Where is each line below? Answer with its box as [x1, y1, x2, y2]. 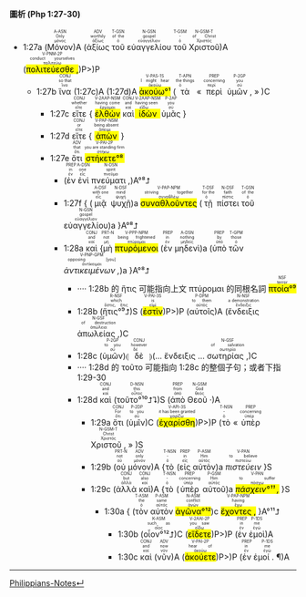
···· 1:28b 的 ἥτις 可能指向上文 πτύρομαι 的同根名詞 [76, 283, 267, 294]
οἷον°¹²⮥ [143, 529, 175, 540]
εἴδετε [188, 529, 212, 540]
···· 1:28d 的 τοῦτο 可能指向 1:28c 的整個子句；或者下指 [76, 362, 281, 373]
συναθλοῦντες [140, 198, 198, 209]
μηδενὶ [174, 242, 200, 254]
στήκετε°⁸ [84, 153, 125, 164]
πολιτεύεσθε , [25, 64, 79, 75]
